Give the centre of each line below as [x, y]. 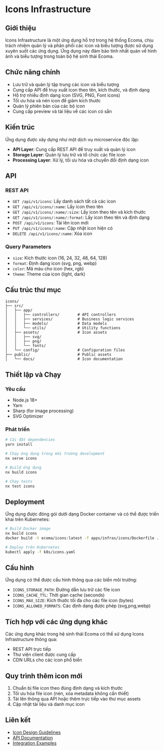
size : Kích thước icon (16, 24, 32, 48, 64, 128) [60, 258]
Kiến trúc [20, 127]
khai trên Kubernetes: [28, 520]
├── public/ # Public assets [59, 355]
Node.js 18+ [25, 400]
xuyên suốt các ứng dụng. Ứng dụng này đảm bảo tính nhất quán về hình [81, 51]
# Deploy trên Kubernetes [32, 547]
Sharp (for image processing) [43, 411]
